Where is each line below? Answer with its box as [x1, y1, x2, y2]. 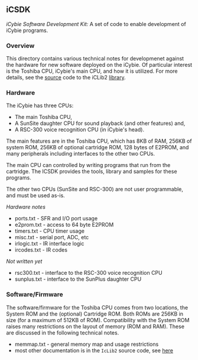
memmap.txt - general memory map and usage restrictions [14, 340, 159, 348]
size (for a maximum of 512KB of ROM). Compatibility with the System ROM [6, 316, 190, 323]
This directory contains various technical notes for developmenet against [6, 55, 184, 62]
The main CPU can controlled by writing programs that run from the [6, 162, 171, 169]
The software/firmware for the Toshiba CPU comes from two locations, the [6, 304, 188, 311]
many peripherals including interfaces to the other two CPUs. [6, 150, 155, 157]
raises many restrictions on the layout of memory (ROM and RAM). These [6, 323, 185, 330]
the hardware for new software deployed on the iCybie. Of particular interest [6, 62, 193, 69]
